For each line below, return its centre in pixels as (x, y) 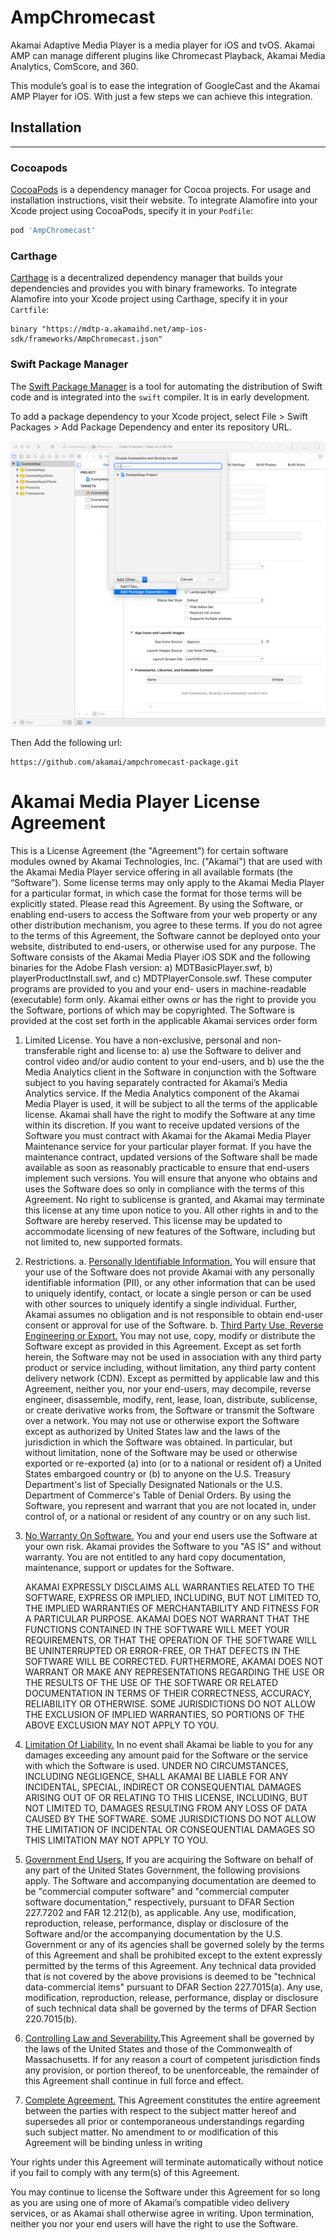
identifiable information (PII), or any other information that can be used (170, 1283)
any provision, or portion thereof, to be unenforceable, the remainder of (172, 2070)
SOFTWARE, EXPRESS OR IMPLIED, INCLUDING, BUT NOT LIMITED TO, (173, 1598)
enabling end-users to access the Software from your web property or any (164, 915)
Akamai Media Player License (135, 802)
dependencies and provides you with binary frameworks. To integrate (154, 288)
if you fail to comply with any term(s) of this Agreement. (125, 2173)
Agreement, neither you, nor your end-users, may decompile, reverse (168, 1389)
